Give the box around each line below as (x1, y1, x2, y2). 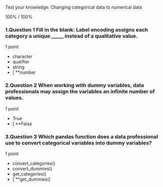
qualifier (12, 59, 30, 65)
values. (5, 94, 24, 101)
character (12, 53, 32, 59)
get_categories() (12, 171, 46, 177)
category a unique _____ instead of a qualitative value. (5, 32, 138, 39)
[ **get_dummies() (12, 176, 51, 182)
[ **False (12, 121, 32, 127)
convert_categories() (12, 160, 56, 166)
